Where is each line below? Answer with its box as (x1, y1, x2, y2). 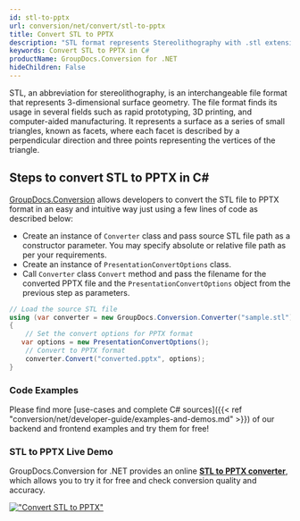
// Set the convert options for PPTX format (25, 330, 194, 339)
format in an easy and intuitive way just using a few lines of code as (9, 203, 259, 214)
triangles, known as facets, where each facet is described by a (9, 125, 240, 136)
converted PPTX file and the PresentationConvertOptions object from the (21, 278, 291, 289)
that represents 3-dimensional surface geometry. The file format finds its (9, 97, 278, 107)
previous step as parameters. (21, 287, 130, 298)
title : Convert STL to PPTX (9, 29, 114, 38)
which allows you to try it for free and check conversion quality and (9, 475, 257, 486)
